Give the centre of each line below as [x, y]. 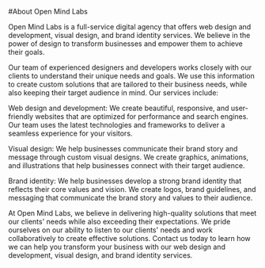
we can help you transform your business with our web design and [117, 247]
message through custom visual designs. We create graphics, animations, [129, 157]
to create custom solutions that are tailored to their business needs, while [128, 84]
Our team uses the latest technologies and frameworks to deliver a [117, 125]
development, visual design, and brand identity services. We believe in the [129, 35]
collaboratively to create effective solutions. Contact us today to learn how [129, 238]
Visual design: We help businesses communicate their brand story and [123, 149]
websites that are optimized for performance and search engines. [142, 117]
